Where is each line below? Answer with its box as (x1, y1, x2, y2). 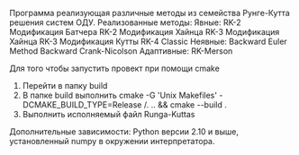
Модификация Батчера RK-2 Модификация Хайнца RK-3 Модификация (9, 27, 280, 37)
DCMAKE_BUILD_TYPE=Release (22, 99, 142, 110)
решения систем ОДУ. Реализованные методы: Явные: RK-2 (9, 17, 241, 28)
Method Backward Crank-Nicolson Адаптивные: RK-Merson (9, 46, 233, 56)
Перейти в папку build (22, 81, 108, 90)
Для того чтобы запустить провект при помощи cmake (9, 63, 221, 73)
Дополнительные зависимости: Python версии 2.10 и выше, (9, 126, 240, 137)
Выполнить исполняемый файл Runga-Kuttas (22, 109, 195, 119)
